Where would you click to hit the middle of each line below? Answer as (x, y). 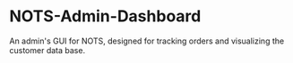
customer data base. (47, 50)
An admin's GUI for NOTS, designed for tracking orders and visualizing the (147, 41)
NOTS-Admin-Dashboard (105, 16)
